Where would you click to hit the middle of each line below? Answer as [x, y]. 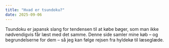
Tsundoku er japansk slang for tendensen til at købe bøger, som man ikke [82, 29]
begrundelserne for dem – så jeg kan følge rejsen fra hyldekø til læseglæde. [85, 40]
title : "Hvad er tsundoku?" [35, 10]
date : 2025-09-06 [24, 15]
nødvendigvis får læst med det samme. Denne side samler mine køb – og [82, 34]
